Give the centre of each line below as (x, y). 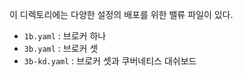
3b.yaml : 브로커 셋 (61, 48)
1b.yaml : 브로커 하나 (65, 36)
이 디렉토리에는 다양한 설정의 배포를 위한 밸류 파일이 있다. (121, 14)
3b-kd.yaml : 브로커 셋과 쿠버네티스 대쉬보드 (110, 61)
